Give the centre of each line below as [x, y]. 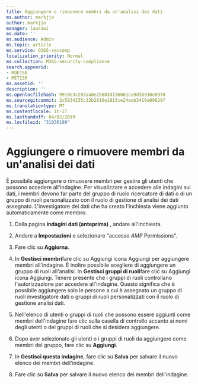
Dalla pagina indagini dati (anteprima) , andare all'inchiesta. [88, 224]
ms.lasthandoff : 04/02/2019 [41, 117]
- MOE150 [17, 73]
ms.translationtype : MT [36, 106]
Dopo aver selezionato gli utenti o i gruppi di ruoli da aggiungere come [100, 339]
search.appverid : [28, 67]
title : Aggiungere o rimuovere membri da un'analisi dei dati [84, 12]
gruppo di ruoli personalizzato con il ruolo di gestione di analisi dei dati [92, 200]
